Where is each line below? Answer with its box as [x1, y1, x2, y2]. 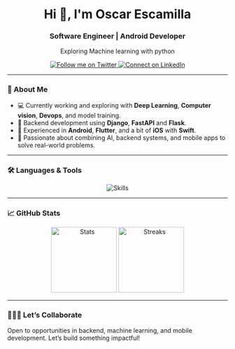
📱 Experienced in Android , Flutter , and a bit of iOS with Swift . [17, 126, 197, 134]
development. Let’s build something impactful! [7, 334, 141, 342]
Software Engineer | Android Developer [49, 31, 186, 41]
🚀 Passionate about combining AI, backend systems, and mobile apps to [17, 133, 226, 142]
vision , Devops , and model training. [17, 111, 121, 120]
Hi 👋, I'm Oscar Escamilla [43, 6, 192, 22]
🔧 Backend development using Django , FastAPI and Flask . [17, 118, 187, 127]
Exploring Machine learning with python [60, 47, 175, 55]
